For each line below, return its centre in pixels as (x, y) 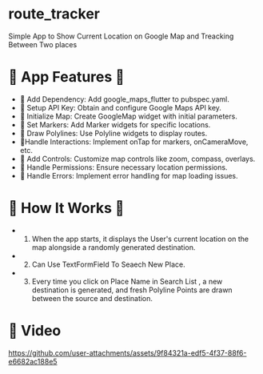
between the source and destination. (92, 298)
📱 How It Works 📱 (66, 208)
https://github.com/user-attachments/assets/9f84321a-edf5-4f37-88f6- (128, 352)
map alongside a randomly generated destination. (114, 247)
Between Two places (43, 44)
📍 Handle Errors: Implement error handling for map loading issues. (129, 175)
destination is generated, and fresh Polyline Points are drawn (132, 290)
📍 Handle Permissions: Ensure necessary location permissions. (124, 167)
